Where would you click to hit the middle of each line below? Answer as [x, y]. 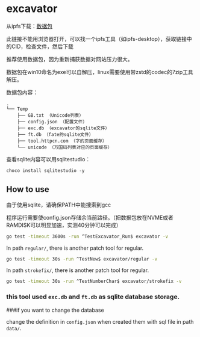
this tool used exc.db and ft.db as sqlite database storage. [93, 297]
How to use [28, 189]
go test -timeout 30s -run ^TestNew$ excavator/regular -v [82, 259]
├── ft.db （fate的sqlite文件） [55, 134]
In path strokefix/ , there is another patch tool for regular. [78, 270]
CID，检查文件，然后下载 [42, 46]
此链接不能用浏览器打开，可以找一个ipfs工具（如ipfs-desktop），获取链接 [97, 39]
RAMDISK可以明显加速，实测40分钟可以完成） [64, 225]
